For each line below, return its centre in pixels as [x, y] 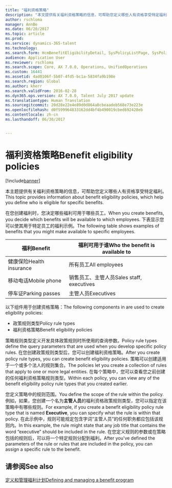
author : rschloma [24, 19]
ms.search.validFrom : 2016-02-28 [41, 91]
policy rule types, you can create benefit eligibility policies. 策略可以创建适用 [86, 359]
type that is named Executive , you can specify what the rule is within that [83, 413]
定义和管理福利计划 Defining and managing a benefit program [70, 480]
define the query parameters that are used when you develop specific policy [86, 346]
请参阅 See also [29, 467]
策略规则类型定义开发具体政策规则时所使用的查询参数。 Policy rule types [81, 340]
